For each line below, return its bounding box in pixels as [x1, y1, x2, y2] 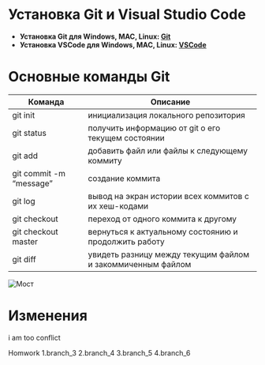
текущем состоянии [88, 132, 165, 143]
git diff [12, 254, 37, 265]
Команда [28, 96, 65, 107]
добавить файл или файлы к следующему [88, 145, 248, 156]
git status [12, 127, 47, 138]
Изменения [8, 307, 88, 325]
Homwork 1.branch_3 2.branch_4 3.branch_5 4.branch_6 [8, 348, 191, 357]
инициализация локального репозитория [88, 109, 246, 120]
